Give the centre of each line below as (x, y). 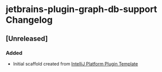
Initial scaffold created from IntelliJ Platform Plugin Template (75, 63)
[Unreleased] (27, 39)
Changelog (29, 20)
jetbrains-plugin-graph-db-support (82, 9)
